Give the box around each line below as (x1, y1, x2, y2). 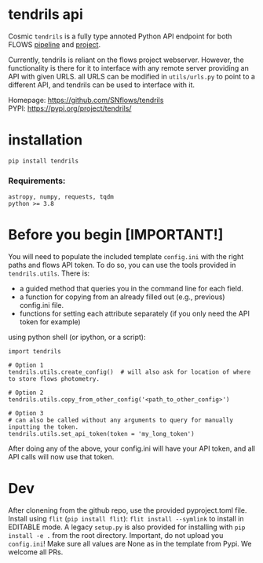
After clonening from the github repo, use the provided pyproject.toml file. (8, 506, 247, 515)
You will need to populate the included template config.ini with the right (8, 252, 244, 261)
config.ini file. (19, 301, 64, 310)
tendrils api (8, 5, 84, 24)
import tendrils (8, 348, 61, 356)
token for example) (19, 317, 81, 327)
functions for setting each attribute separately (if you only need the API (19, 309, 250, 319)
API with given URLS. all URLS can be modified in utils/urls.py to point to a (8, 71, 255, 81)
